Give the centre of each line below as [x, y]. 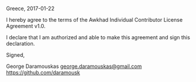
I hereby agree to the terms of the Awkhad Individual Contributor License [94, 20]
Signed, [15, 55]
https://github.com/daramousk [43, 72]
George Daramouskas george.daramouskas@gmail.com [74, 66]
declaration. [21, 44]
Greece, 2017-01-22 [30, 8]
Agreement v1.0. [26, 26]
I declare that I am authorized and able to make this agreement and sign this [98, 37]
